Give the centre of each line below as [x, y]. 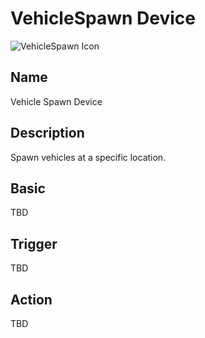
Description [47, 133]
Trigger [34, 243]
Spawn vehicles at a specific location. [88, 157]
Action [31, 299]
